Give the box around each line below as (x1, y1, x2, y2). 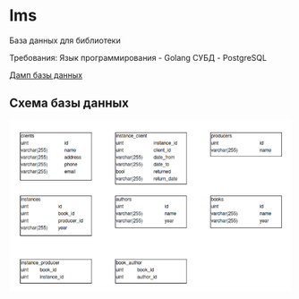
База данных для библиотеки (9, 35, 121, 46)
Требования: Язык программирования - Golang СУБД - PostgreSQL (9, 52, 267, 63)
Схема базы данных (9, 96, 130, 111)
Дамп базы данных (9, 69, 83, 81)
